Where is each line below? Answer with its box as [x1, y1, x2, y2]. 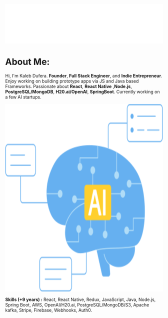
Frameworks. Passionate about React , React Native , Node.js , [5, 83, 132, 89]
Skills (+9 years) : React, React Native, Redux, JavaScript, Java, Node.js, [5, 296, 156, 302]
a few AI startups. [5, 94, 41, 100]
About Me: [5, 56, 50, 67]
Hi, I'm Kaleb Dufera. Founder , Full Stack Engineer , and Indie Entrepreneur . [5, 72, 162, 78]
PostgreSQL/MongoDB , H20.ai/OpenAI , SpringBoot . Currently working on [5, 88, 160, 94]
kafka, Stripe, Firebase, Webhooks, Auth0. [5, 307, 92, 313]
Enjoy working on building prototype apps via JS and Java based [5, 78, 139, 84]
